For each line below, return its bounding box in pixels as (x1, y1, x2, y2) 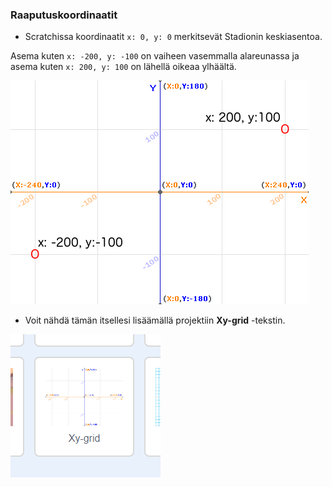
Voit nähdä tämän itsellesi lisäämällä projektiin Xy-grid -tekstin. (24, 314, 286, 327)
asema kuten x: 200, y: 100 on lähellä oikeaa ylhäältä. (10, 61, 237, 73)
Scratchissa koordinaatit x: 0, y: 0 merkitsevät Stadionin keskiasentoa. (24, 31, 323, 43)
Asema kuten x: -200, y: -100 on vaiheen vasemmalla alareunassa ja (10, 50, 300, 62)
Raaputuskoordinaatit (10, 8, 118, 22)
